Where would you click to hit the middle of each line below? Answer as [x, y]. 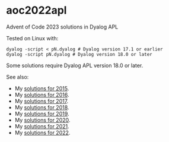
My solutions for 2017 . [42, 101]
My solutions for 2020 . [42, 120]
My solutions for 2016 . [42, 94]
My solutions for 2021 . [42, 126]
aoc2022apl [36, 10]
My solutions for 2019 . [42, 113]
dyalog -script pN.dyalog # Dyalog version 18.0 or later [79, 54]
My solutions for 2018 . [42, 107]
